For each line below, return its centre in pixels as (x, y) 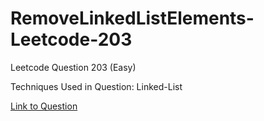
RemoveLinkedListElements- (132, 18)
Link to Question (44, 106)
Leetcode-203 (71, 39)
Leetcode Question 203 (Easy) (73, 67)
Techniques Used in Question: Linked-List (96, 86)
